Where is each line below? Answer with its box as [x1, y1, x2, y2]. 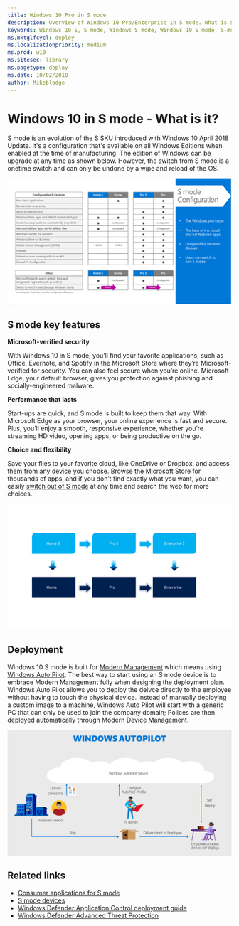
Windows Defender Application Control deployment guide [17, 903, 187, 912]
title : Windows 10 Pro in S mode [7, 11, 107, 18]
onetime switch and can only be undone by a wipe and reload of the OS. [7, 164, 219, 173]
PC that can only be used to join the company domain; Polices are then [7, 708, 216, 716]
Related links [7, 870, 66, 882]
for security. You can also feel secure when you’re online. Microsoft [31, 366, 229, 375]
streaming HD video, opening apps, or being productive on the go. [7, 432, 201, 440]
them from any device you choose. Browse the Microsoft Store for [7, 467, 201, 476]
